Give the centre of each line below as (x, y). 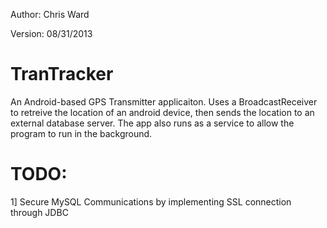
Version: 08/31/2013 (51, 33)
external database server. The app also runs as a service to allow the (152, 123)
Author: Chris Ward (50, 14)
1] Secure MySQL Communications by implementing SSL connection (151, 201)
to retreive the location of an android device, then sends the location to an (162, 112)
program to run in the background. (81, 133)
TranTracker (62, 74)
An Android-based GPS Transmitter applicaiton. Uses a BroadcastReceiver (164, 101)
